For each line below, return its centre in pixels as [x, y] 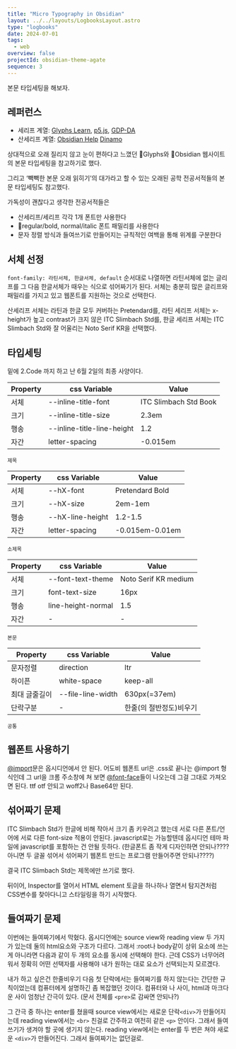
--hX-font [66, 491]
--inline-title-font [79, 402]
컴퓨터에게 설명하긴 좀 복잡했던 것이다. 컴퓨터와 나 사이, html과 [124, 987]
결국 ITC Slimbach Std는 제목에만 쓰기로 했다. [71, 870]
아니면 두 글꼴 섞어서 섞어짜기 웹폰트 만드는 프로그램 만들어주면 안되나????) [111, 855]
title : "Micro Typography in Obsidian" [66, 14]
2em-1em [132, 504]
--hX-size [66, 504]
